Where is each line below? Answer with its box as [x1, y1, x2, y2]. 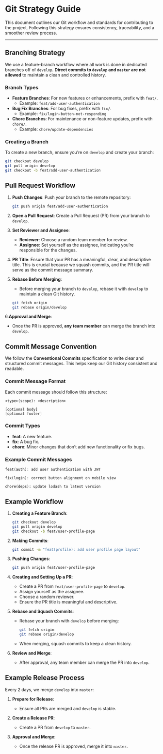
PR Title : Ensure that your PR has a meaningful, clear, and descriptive [12, 256, 151, 262]
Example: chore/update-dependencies [19, 126, 94, 132]
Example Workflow [5, 497, 64, 505]
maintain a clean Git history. [19, 291, 75, 297]
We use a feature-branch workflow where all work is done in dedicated [5, 61, 147, 67]
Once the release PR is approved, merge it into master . [19, 743, 128, 749]
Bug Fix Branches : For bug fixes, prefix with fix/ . [12, 106, 112, 112]
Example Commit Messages [5, 456, 72, 463]
